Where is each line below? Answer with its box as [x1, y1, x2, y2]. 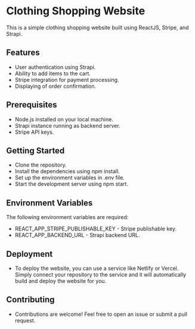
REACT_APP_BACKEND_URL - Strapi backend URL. [14, 232, 140, 239]
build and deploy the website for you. [14, 278, 107, 284]
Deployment [6, 249, 53, 259]
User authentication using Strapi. [14, 63, 96, 70]
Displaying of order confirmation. [14, 82, 97, 90]
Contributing [6, 294, 55, 305]
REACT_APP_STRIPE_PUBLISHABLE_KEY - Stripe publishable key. [14, 225, 177, 232]
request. [14, 316, 36, 324]
